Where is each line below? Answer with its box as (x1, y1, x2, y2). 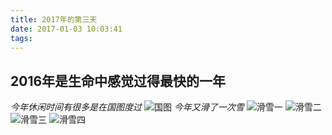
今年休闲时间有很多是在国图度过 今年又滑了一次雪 (10, 101, 245, 113)
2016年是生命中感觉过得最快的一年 (10, 72, 227, 90)
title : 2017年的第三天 (10, 14, 98, 25)
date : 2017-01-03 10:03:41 (10, 24, 123, 34)
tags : (10, 33, 33, 43)
